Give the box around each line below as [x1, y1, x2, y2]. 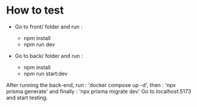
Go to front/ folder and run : [14, 23, 83, 30]
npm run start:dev [23, 70, 68, 77]
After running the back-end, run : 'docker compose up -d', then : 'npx [6, 81, 176, 89]
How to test [6, 4, 64, 17]
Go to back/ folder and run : [14, 52, 83, 59]
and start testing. [6, 94, 48, 101]
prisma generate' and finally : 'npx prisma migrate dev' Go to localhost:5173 [6, 87, 192, 95]
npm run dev [23, 41, 55, 48]
